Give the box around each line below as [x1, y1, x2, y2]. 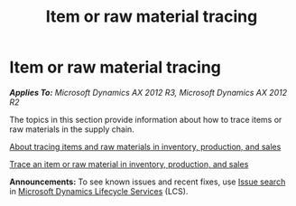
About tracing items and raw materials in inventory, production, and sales [9, 141, 282, 152]
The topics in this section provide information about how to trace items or [9, 114, 282, 125]
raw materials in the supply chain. [9, 124, 135, 135]
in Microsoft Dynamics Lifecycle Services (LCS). [9, 185, 189, 196]
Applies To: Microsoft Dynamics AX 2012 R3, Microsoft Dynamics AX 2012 [9, 87, 288, 98]
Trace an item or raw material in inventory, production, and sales [9, 158, 249, 169]
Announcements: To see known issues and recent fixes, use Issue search [9, 176, 286, 187]
